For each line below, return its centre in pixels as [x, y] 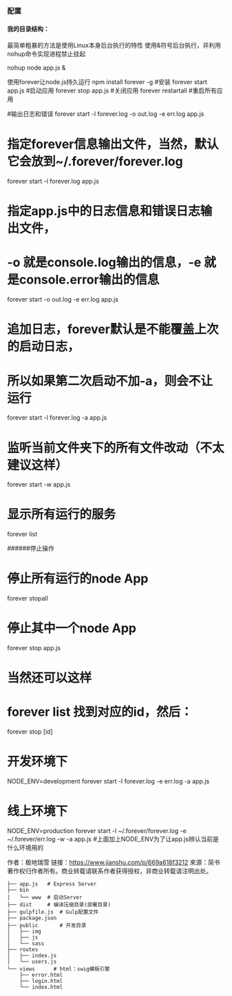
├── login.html [41, 982]
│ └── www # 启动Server [45, 898]
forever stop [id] [30, 732]
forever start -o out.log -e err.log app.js [63, 300]
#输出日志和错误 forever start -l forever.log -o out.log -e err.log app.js [106, 114]
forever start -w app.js [39, 485]
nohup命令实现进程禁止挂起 [46, 54]
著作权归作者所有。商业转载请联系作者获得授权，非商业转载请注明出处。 [109, 871]
